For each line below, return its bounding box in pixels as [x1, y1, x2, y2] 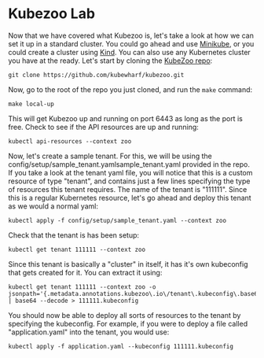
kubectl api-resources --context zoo [8, 137, 132, 146]
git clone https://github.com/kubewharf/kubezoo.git [8, 71, 185, 79]
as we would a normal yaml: [8, 201, 99, 211]
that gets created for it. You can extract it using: [8, 268, 163, 277]
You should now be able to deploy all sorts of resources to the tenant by [8, 310, 241, 319]
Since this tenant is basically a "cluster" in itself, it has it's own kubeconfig [8, 259, 249, 268]
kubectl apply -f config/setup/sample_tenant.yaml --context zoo [8, 216, 226, 224]
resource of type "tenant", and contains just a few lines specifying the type [8, 176, 251, 186]
